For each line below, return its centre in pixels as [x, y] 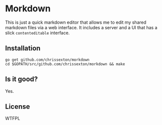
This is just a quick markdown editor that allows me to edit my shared [76, 22]
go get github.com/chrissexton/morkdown [48, 60]
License [18, 106]
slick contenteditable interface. [37, 33]
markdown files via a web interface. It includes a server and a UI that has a [81, 27]
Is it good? [22, 79]
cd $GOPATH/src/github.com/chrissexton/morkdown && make [65, 64]
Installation [23, 48]
